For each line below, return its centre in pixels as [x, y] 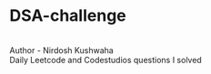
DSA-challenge [68, 16]
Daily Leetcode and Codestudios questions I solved [105, 60]
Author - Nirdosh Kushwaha [61, 50]
